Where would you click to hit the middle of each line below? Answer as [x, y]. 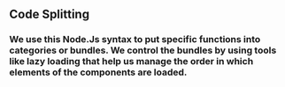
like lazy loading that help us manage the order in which [131, 62]
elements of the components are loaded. [98, 72]
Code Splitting [50, 14]
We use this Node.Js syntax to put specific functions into [135, 40]
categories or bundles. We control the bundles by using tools [143, 50]
